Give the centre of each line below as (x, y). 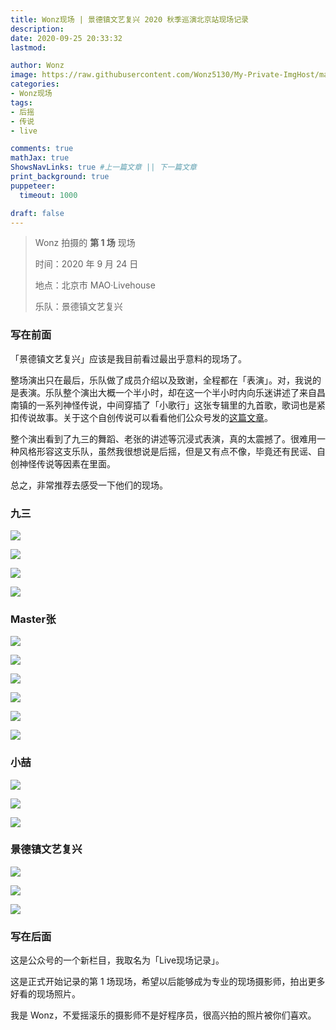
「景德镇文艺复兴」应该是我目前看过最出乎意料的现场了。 (128, 358)
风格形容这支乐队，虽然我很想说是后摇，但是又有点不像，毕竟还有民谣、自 (172, 451)
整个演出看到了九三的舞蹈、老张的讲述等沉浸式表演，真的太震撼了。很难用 (163, 438)
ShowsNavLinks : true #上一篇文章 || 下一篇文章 (103, 167)
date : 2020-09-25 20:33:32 (66, 38)
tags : (21, 102)
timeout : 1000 (48, 195)
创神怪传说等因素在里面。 (63, 463)
